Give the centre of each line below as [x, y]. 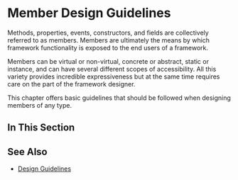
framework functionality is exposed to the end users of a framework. [108, 47]
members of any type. [40, 105]
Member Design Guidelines [89, 13]
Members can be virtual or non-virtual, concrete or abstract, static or [108, 61]
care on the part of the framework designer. [71, 84]
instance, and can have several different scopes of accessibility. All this [112, 69]
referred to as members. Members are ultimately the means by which [109, 40]
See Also [27, 151]
